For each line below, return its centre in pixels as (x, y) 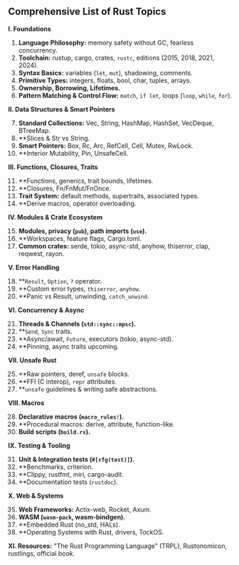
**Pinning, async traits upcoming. (69, 346)
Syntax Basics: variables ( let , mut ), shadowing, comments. (105, 72)
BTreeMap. (34, 130)
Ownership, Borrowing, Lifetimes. (69, 87)
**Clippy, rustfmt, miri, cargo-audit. (71, 474)
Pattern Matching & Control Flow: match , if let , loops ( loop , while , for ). (125, 95)
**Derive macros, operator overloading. (77, 203)
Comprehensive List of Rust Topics (87, 12)
